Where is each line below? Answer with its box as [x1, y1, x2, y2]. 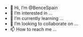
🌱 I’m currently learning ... [10, 15, 64, 21]
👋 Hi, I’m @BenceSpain [10, 5, 58, 10]
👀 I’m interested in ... [10, 10, 53, 16]
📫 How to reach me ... [10, 26, 57, 32]
